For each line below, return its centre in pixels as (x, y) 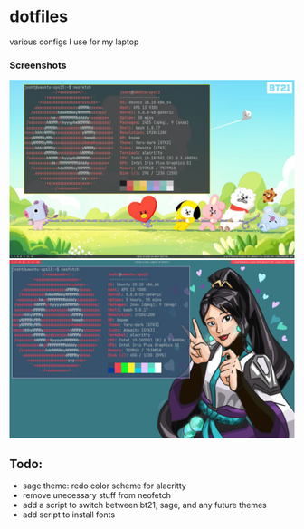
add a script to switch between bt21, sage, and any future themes (144, 505)
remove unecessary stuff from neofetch (97, 495)
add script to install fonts (69, 515)
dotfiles (39, 17)
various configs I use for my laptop (74, 42)
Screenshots (38, 65)
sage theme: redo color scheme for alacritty (104, 486)
